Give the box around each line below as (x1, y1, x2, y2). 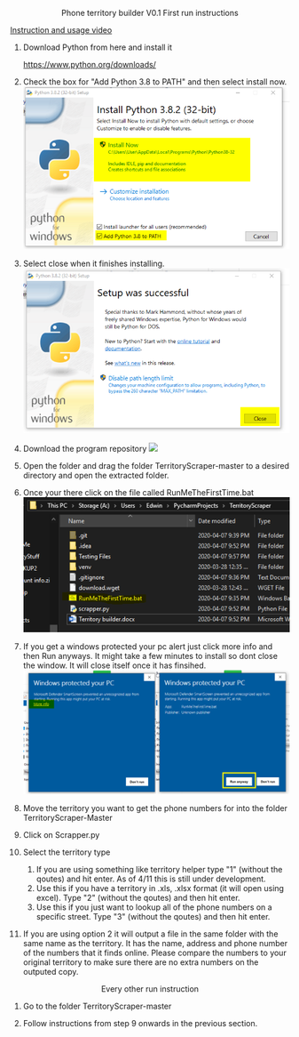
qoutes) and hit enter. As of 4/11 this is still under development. (35, 873, 266, 884)
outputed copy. (22, 967, 79, 977)
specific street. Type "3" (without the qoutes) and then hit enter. (35, 912, 271, 922)
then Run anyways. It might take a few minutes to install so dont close (22, 651, 279, 662)
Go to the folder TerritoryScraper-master (22, 1001, 172, 1012)
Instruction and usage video (10, 25, 113, 35)
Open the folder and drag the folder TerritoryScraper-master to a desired (22, 461, 290, 471)
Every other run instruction (101, 984, 199, 994)
